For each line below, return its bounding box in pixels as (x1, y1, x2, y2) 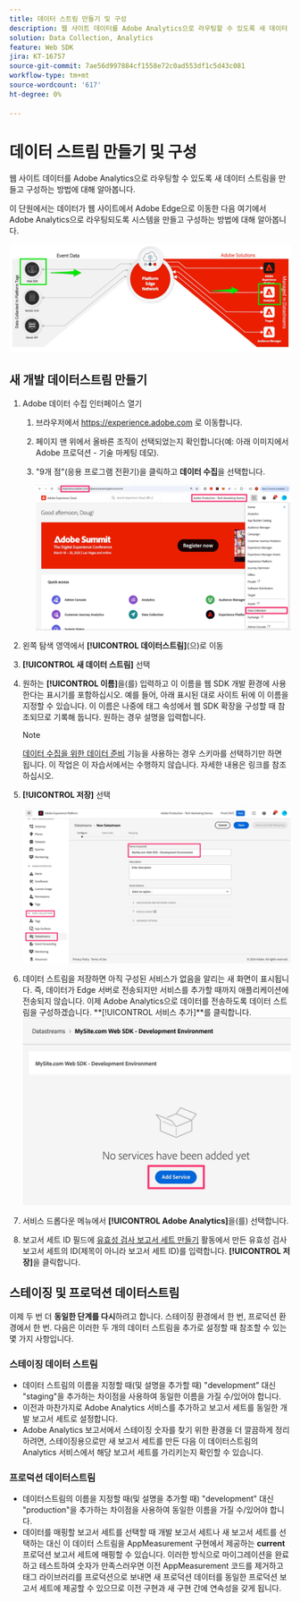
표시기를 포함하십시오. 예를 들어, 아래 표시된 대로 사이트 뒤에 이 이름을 (46, 689, 289, 699)
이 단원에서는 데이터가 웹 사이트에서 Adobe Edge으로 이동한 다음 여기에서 (9, 203, 267, 214)
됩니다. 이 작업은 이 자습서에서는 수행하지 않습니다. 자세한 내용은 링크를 (21, 759, 271, 769)
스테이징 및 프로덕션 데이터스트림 (9, 1285, 180, 1301)
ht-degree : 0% (9, 89, 62, 98)
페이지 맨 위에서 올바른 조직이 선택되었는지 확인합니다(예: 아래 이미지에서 (35, 436, 289, 446)
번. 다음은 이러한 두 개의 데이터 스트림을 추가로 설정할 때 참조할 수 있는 (42, 1322, 287, 1333)
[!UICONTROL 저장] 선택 (21, 789, 112, 800)
